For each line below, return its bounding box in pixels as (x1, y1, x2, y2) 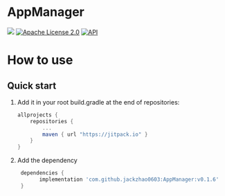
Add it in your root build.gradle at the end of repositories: (17, 98, 180, 106)
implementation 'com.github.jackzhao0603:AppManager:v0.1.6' (39, 176, 219, 184)
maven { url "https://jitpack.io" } (42, 131, 148, 138)
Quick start (7, 80, 57, 91)
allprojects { (17, 112, 58, 118)
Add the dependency (17, 157, 78, 165)
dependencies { (20, 170, 64, 177)
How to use (7, 53, 73, 68)
